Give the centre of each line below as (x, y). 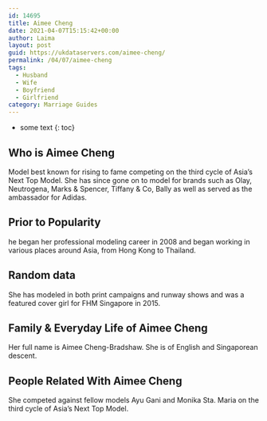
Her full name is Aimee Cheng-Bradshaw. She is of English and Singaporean (133, 348)
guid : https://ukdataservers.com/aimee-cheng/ (87, 53)
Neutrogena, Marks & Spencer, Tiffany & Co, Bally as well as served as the (130, 189)
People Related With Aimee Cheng (95, 381)
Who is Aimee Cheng (62, 153)
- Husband (31, 75)
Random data (42, 275)
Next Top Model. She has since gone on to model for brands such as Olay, (130, 180)
